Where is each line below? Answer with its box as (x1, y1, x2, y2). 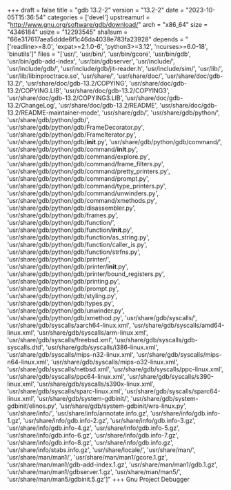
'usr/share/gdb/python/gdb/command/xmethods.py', (7, 197, 157, 204)
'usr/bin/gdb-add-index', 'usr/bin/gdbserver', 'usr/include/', (7, 57, 176, 65)
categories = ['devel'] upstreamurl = (47, 13, 150, 21)
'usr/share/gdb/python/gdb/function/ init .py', (7, 226, 134, 234)
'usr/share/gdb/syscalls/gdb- (114, 336, 198, 344)
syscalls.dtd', (7, 343, 45, 351)
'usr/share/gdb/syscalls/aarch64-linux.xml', (7, 321, 131, 329)
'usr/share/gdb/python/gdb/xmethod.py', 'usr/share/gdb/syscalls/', (7, 314, 198, 322)
